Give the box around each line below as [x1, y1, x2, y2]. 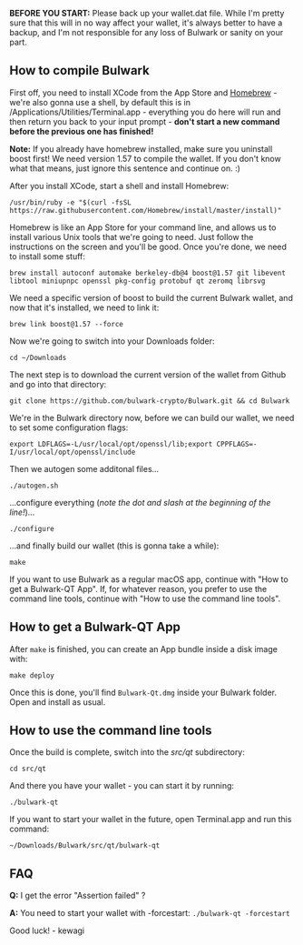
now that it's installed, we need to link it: [9, 302, 160, 313]
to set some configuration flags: [9, 422, 129, 433]
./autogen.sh [9, 481, 59, 490]
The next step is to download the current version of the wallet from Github [9, 368, 287, 380]
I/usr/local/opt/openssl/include [9, 447, 136, 457]
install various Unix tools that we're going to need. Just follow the [9, 231, 254, 242]
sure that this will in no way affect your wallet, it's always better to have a [9, 17, 283, 28]
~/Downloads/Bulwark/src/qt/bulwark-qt [9, 841, 161, 850]
